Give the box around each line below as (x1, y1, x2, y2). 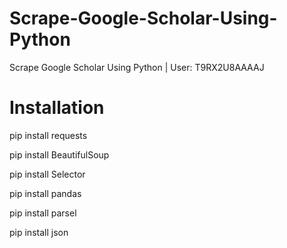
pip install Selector (9, 168, 86, 180)
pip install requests (9, 129, 88, 141)
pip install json (9, 226, 69, 238)
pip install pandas (9, 187, 82, 199)
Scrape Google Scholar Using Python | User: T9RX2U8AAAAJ (9, 61, 265, 73)
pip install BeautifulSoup (9, 148, 110, 161)
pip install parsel (9, 207, 77, 219)
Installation (9, 97, 105, 119)
